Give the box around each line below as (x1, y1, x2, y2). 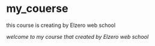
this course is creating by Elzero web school (6, 22, 116, 29)
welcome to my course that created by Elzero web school (6, 33, 149, 40)
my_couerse (6, 2, 68, 16)
